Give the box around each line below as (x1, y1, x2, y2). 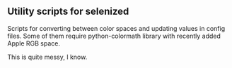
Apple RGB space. (7, 39, 60, 48)
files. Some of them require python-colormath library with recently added (7, 32, 221, 40)
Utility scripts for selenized (7, 6, 129, 18)
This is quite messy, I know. (7, 53, 88, 61)
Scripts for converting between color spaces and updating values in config (7, 24, 225, 32)
